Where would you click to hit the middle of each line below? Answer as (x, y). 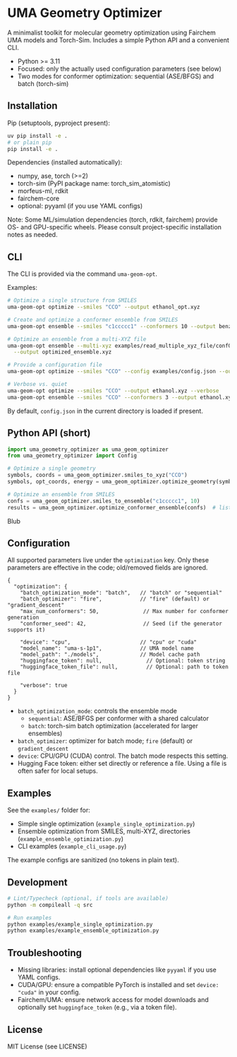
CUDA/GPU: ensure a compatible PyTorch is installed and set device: (118, 985)
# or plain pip (30, 143)
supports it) (26, 630)
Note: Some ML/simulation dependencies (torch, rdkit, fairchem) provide (113, 219)
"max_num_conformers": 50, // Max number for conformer (124, 612)
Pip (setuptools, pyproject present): (59, 123)
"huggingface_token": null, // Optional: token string (123, 661)
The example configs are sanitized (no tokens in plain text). (93, 860)
